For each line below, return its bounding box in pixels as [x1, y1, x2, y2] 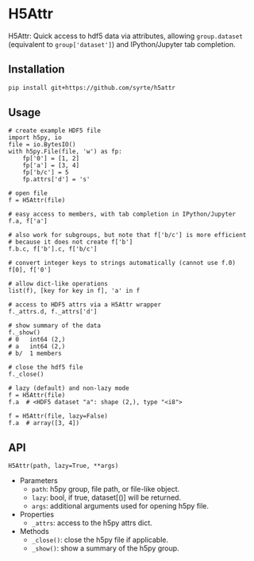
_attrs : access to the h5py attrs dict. [31, 518, 152, 528]
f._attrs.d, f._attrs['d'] [8, 308, 98, 316]
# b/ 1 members [8, 349, 62, 358]
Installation [8, 63, 65, 76]
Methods [19, 527, 49, 536]
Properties [19, 510, 54, 520]
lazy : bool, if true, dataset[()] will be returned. [31, 493, 181, 502]
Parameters [19, 476, 58, 485]
